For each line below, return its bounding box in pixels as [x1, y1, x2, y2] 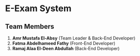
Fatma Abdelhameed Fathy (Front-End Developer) [12, 40, 116, 46]
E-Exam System [5, 3, 71, 14]
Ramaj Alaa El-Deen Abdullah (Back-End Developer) [12, 46, 120, 51]
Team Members [5, 22, 54, 31]
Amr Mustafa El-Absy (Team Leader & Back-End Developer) [12, 35, 136, 41]
